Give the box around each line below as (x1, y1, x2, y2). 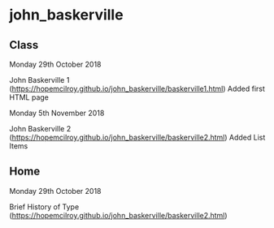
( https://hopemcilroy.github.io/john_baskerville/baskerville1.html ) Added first (9, 84, 265, 93)
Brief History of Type (9, 201, 80, 212)
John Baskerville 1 (9, 75, 70, 84)
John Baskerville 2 (9, 124, 72, 133)
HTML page (9, 92, 50, 102)
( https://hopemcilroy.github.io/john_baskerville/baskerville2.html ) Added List (9, 132, 266, 142)
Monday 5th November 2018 (9, 108, 105, 118)
